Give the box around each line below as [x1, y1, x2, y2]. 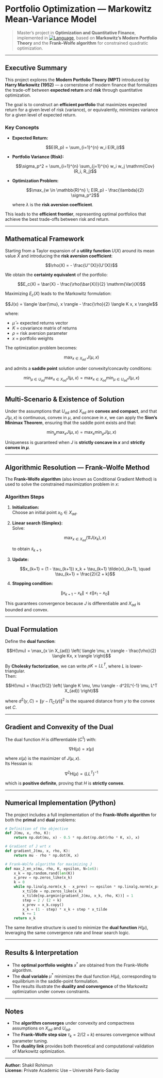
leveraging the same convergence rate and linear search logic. [5, 930, 130, 936]
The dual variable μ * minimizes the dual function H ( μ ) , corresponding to [12, 972, 157, 979]
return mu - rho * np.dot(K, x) [14, 853, 79, 858]
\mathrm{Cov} [126, 163, 155, 169]
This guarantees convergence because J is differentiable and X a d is [5, 600, 141, 607]
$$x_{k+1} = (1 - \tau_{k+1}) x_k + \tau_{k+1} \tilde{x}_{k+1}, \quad [19, 566, 151, 572]
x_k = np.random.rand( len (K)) [14, 871, 75, 876]
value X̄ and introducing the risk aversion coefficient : [5, 253, 113, 259]
